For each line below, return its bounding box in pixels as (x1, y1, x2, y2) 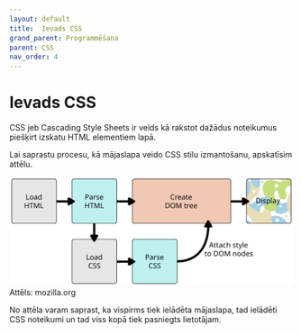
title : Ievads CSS (9, 23, 83, 33)
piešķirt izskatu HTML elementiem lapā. (9, 131, 156, 143)
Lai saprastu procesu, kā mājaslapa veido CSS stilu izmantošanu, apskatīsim (9, 149, 293, 160)
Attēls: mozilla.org (9, 287, 77, 298)
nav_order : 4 (9, 52, 59, 62)
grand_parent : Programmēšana (9, 33, 119, 42)
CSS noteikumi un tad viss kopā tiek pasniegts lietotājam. (9, 314, 222, 325)
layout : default (9, 14, 70, 23)
